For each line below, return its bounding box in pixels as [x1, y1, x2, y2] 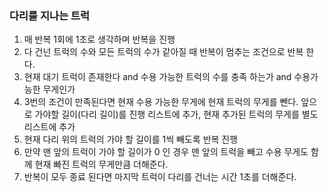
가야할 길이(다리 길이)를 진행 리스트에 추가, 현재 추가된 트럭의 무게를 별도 [34, 108, 319, 121]
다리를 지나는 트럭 [9, 8, 91, 22]
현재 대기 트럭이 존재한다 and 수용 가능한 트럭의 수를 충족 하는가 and [23, 71, 292, 83]
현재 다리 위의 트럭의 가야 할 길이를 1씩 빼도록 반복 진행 [23, 133, 239, 146]
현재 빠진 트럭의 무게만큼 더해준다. [34, 158, 169, 171]
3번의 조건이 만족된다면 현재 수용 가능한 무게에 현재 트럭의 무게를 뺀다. [23, 96, 299, 108]
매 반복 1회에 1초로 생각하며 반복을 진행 [23, 33, 176, 46]
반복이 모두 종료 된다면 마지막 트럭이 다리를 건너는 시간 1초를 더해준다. [23, 171, 297, 183]
